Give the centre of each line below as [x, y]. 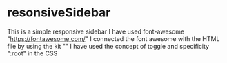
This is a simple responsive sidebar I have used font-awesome [96, 32]
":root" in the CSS [32, 53]
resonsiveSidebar [59, 13]
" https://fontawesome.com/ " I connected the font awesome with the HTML [113, 38]
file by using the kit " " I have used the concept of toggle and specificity [108, 46]
